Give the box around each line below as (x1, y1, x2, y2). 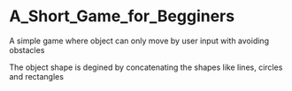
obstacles (9, 44, 45, 55)
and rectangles (9, 71, 65, 81)
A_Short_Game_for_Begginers (9, 6, 235, 27)
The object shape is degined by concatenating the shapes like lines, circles (9, 62, 283, 72)
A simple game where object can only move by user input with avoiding (9, 35, 270, 46)
